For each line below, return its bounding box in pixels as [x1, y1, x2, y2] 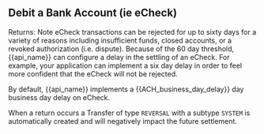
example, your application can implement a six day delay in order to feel [8, 61, 243, 70]
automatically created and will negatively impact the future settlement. [8, 116, 237, 125]
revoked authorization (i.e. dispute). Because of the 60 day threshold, [8, 43, 235, 54]
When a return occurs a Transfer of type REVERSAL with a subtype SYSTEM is [8, 108, 251, 117]
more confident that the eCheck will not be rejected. [8, 69, 178, 78]
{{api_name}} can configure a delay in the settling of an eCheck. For [8, 52, 231, 61]
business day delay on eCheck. [8, 92, 111, 102]
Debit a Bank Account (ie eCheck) [8, 6, 178, 20]
